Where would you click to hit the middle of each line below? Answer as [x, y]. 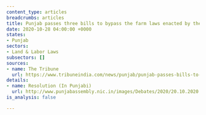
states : [16, 35]
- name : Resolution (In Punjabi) [49, 86]
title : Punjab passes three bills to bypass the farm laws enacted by [98, 23]
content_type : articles [37, 12]
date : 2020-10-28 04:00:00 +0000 [49, 29]
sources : [17, 63]
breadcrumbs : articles [35, 18]
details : [17, 80]
